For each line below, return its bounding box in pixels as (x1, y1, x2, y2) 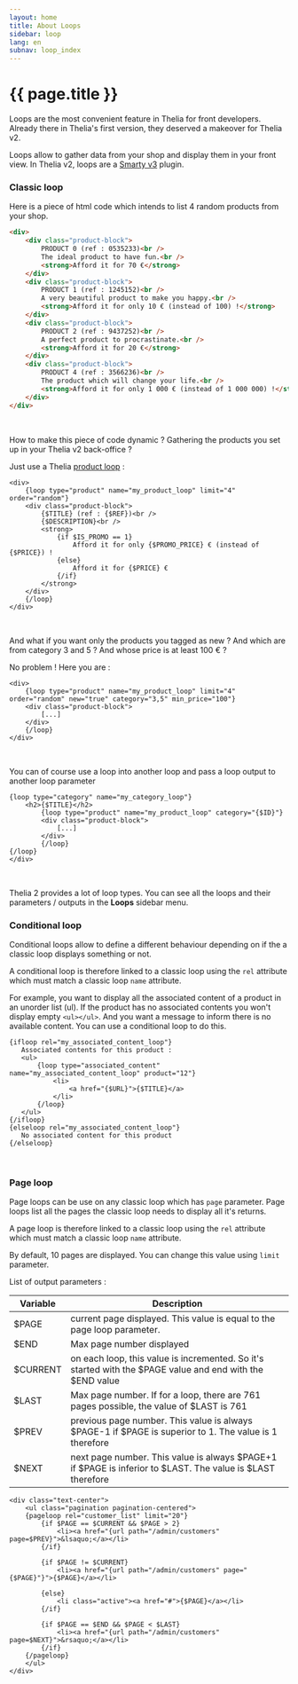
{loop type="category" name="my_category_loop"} (9, 792, 192, 801)
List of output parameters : (9, 1277, 106, 1287)
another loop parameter (9, 775, 96, 786)
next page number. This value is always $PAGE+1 (70, 1452, 278, 1464)
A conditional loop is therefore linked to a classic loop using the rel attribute (9, 965, 288, 976)
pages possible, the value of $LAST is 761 (70, 1400, 247, 1413)
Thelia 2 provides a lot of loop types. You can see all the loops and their (9, 887, 271, 898)
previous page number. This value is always (70, 1414, 253, 1427)
